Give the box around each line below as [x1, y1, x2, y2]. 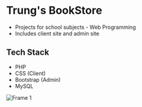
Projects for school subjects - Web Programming [14, 23, 137, 31]
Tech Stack [6, 47, 49, 58]
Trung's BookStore [6, 4, 102, 17]
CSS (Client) [14, 70, 46, 77]
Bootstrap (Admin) [14, 76, 61, 83]
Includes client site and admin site [14, 29, 99, 37]
